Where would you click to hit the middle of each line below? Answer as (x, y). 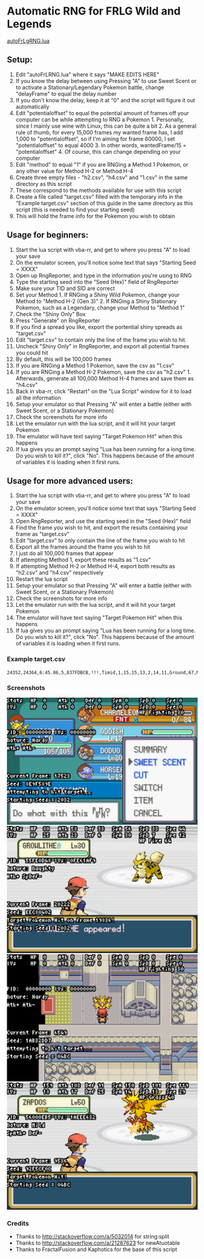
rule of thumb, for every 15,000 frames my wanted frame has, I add (99, 132)
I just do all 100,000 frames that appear (64, 553)
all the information (38, 397)
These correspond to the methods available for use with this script (99, 190)
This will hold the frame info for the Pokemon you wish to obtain (95, 216)
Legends (29, 24)
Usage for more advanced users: (70, 481)
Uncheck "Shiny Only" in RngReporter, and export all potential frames (102, 346)
